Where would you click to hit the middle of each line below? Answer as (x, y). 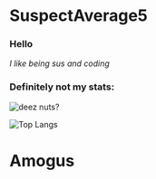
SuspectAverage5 (78, 16)
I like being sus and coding (60, 63)
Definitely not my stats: (62, 87)
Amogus (42, 160)
